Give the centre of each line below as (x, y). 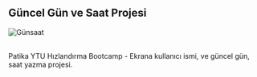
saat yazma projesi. (41, 64)
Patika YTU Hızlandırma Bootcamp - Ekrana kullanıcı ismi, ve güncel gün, (129, 56)
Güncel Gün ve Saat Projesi (78, 13)
